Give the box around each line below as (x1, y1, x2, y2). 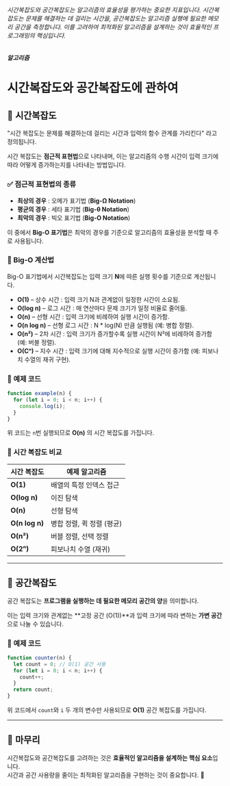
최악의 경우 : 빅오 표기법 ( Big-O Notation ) (16, 214, 131, 222)
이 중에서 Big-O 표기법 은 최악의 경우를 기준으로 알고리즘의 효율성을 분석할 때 (7, 228, 212, 236)
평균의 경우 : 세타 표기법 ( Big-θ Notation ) (16, 205, 130, 213)
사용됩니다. (14, 236, 44, 245)
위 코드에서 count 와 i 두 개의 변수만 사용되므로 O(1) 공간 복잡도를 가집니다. (7, 706, 207, 714)
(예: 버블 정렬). (16, 338, 57, 346)
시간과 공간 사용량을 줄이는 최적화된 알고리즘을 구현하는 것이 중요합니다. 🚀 (7, 770, 205, 779)
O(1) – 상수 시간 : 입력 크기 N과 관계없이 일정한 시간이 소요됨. (16, 295, 180, 303)
